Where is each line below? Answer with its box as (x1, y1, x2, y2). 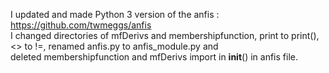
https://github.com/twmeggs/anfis (10, 19, 152, 31)
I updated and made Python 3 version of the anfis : (10, 9, 220, 20)
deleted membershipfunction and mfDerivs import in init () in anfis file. (10, 51, 298, 63)
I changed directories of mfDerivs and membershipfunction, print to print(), (10, 30, 320, 41)
